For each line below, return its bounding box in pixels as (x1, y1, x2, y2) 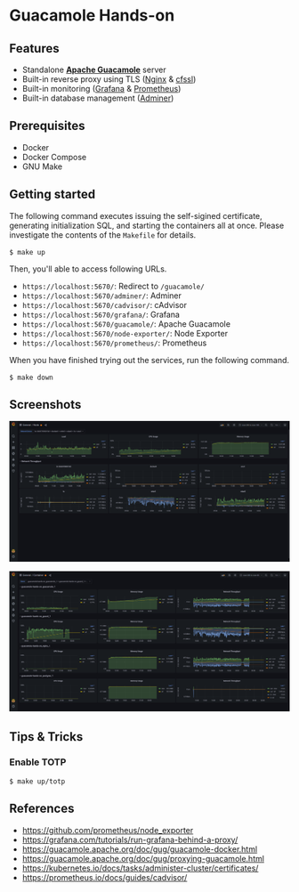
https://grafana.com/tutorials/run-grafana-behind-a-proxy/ (21, 834, 238, 845)
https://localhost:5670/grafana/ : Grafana (21, 309, 181, 320)
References (9, 801, 75, 816)
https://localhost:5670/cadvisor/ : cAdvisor (21, 299, 188, 310)
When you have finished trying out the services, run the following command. (9, 354, 290, 365)
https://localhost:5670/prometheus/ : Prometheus (21, 337, 207, 348)
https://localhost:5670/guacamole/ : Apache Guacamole (21, 318, 231, 329)
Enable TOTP (9, 756, 67, 768)
